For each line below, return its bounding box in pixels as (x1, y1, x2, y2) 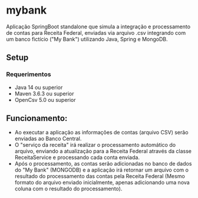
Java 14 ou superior (14, 84, 63, 91)
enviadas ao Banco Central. (14, 135, 82, 142)
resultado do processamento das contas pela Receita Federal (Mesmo (14, 173, 186, 180)
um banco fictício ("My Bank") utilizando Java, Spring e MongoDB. (6, 35, 168, 42)
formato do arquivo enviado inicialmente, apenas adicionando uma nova (14, 179, 190, 186)
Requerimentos (6, 70, 51, 78)
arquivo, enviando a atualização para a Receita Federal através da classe (14, 148, 192, 155)
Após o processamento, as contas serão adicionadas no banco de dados (14, 160, 192, 167)
